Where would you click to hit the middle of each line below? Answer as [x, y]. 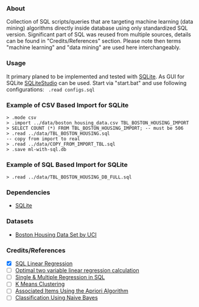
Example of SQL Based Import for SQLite [67, 164]
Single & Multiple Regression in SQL [60, 277]
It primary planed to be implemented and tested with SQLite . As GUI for [96, 76]
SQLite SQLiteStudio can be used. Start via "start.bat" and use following [96, 83]
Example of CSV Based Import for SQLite [68, 105]
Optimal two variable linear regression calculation [77, 271]
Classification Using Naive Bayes [57, 298]
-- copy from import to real [43, 139]
